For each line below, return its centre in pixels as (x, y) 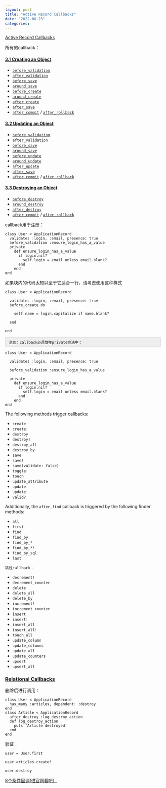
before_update (27, 156)
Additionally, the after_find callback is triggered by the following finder (78, 506)
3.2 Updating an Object (29, 123)
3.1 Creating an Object (28, 59)
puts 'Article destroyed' (41, 726)
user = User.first (24, 753)
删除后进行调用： (22, 690)
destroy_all (24, 445)
